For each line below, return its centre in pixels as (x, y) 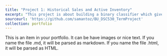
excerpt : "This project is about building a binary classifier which (79, 14)
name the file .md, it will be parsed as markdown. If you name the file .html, (82, 43)
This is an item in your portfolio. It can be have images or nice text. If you (80, 38)
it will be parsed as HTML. (32, 48)
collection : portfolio (29, 24)
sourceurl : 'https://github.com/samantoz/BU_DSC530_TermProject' (74, 19)
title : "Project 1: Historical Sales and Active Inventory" (69, 10)
